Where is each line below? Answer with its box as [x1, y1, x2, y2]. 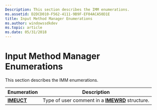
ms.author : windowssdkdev [5, 20, 58, 26]
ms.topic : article [5, 25, 42, 30]
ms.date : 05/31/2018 [5, 30, 47, 35]
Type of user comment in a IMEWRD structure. [42, 97, 150, 104]
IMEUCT [7, 97, 27, 104]
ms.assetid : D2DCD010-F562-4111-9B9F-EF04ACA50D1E [5, 12, 110, 17]
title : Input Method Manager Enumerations [5, 16, 93, 21]
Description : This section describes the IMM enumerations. [5, 7, 130, 12]
